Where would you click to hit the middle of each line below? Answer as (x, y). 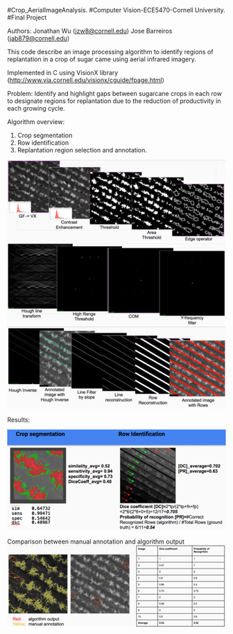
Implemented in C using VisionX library (63, 73)
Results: (19, 420)
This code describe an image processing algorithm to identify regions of (110, 52)
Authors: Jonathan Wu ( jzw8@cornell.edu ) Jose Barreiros (90, 31)
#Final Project (27, 17)
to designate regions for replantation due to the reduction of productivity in (114, 101)
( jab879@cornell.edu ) (38, 38)
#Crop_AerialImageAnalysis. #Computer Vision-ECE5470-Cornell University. (116, 10)
